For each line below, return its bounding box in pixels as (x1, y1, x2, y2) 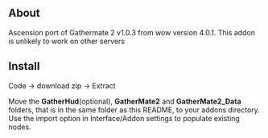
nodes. (8, 122, 31, 132)
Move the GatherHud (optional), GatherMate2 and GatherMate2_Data (8, 96, 241, 106)
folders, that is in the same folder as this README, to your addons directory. (8, 104, 260, 115)
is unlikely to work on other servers (8, 36, 126, 46)
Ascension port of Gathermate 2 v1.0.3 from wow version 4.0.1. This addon (8, 27, 256, 37)
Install (8, 59, 40, 73)
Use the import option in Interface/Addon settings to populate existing (8, 113, 240, 123)
